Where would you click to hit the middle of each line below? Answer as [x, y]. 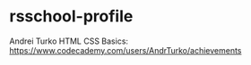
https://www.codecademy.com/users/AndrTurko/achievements [125, 50]
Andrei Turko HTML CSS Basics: [69, 41]
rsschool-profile [71, 16]
